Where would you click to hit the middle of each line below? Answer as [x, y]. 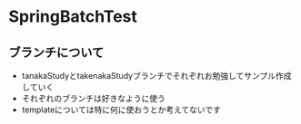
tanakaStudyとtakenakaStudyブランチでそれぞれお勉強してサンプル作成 [156, 76]
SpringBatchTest [73, 17]
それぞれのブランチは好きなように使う [93, 98]
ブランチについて [56, 52]
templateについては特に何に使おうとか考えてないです [121, 110]
